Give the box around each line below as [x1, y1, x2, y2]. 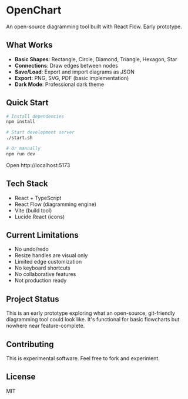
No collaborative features [14, 271, 76, 278]
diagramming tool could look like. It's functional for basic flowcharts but [6, 316, 180, 323]
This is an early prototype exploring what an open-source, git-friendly [6, 310, 175, 317]
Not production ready [14, 277, 67, 284]
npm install [6, 119, 35, 125]
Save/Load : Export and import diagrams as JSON [14, 68, 135, 75]
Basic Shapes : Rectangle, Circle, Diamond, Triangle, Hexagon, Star [14, 55, 177, 62]
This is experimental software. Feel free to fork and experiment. [6, 355, 160, 362]
